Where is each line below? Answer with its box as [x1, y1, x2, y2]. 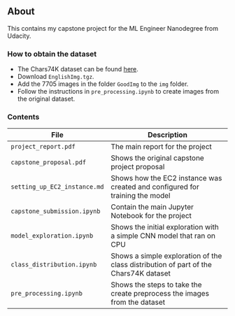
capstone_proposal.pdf [10, 159, 86, 166]
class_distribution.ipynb [10, 261, 97, 268]
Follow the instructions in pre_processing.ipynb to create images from [17, 87, 220, 96]
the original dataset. [17, 94, 76, 103]
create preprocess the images [111, 289, 210, 299]
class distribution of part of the [111, 260, 212, 270]
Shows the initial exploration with [111, 222, 219, 232]
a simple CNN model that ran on [111, 231, 215, 240]
